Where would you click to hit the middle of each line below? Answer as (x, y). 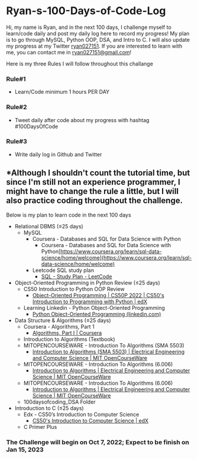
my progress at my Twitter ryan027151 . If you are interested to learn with (94, 46)
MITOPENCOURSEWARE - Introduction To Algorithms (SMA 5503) (104, 345)
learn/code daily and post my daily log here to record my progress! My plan (98, 33)
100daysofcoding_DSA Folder (59, 402)
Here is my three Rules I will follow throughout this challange (80, 64)
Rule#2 (17, 107)
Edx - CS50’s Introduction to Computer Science (81, 414)
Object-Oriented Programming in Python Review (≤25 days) (87, 283)
